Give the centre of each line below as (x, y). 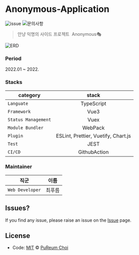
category (29, 95)
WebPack (93, 128)
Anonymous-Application (57, 9)
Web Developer (24, 190)
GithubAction (93, 152)
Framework (19, 111)
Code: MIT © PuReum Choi (40, 248)
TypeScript (93, 103)
